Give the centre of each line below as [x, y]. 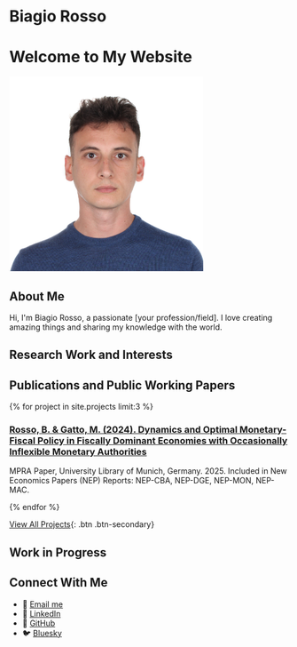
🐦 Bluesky [42, 633]
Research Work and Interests [91, 355]
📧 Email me [43, 604]
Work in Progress [58, 552]
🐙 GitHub [39, 623]
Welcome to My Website [101, 57]
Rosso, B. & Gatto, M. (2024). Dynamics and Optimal [123, 430]
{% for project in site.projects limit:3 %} [81, 407]
